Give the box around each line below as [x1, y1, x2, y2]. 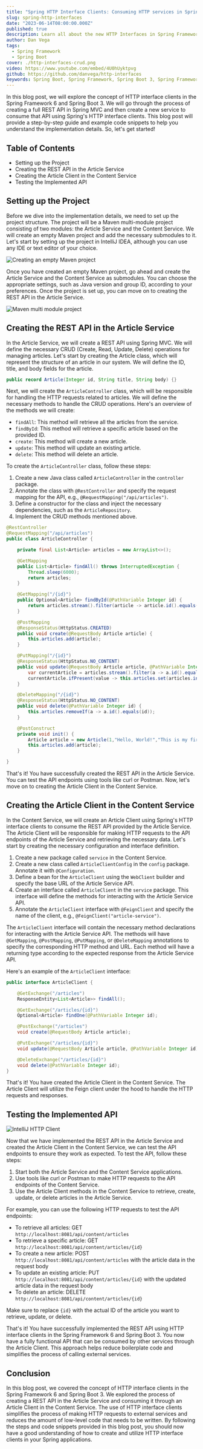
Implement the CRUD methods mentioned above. [14, 513, 137, 520]
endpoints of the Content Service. [14, 1181, 100, 1189]
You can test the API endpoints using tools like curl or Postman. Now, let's [6, 776, 190, 784]
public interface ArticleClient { [6, 979, 94, 986]
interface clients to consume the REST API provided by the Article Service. [6, 822, 192, 830]
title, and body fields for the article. [6, 365, 94, 372]
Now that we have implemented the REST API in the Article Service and [6, 1137, 184, 1145]
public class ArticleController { [6, 536, 94, 542]
